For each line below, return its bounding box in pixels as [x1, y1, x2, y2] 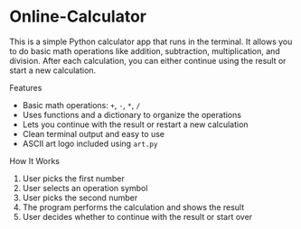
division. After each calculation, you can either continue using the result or [9, 55, 287, 66]
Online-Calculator [9, 6, 147, 27]
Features [9, 82, 42, 93]
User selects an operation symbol [22, 182, 148, 193]
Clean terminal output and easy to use [22, 128, 165, 139]
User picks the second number [22, 192, 138, 203]
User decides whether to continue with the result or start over [22, 211, 253, 222]
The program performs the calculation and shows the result [22, 201, 245, 213]
